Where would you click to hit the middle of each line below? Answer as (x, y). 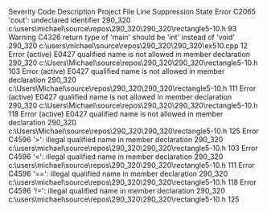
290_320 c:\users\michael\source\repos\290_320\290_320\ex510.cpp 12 (128, 46)
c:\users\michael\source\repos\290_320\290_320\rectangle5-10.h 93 (123, 29)
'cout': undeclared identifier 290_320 (70, 20)
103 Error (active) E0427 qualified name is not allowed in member (117, 71)
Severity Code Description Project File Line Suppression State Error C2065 (132, 12)
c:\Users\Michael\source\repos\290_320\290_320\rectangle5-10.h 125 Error (133, 131)
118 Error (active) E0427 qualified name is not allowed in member (116, 114)
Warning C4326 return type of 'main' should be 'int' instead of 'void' (122, 37)
